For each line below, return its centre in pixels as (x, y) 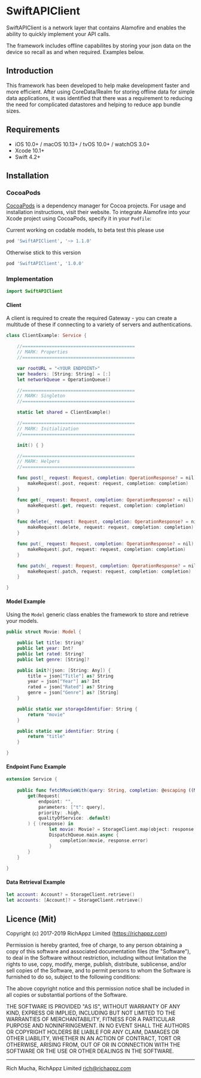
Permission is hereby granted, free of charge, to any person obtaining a (94, 945)
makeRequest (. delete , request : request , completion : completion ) (111, 528)
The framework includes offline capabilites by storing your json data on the (99, 46)
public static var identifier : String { (68, 731)
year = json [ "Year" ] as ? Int (64, 682)
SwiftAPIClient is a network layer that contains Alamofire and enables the (96, 28)
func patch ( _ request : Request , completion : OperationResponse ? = (101, 566)
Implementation (30, 279)
